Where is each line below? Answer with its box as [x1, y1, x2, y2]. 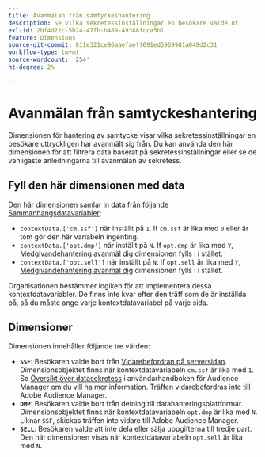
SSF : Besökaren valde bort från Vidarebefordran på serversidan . [19, 357, 228, 367]
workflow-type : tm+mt [8, 48, 80, 56]
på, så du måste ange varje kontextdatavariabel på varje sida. [8, 298, 209, 307]
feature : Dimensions [8, 33, 77, 42]
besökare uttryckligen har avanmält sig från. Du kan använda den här [8, 139, 233, 148]
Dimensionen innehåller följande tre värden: [8, 341, 150, 351]
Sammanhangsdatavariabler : [8, 208, 102, 218]
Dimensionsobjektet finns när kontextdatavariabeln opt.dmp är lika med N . [19, 407, 258, 417]
